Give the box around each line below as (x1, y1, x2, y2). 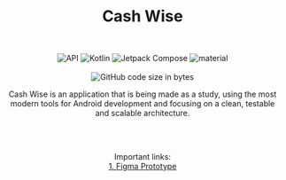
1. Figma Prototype (108, 160, 177, 171)
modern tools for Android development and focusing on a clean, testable (10, 98, 275, 108)
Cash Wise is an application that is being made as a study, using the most (8, 89, 277, 99)
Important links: (114, 151, 171, 161)
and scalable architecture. (95, 107, 190, 118)
